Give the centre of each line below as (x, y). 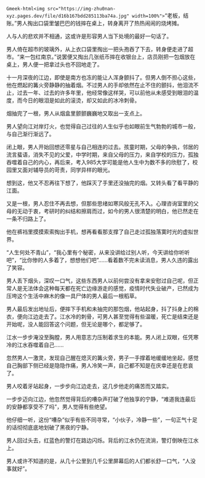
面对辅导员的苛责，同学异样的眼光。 (68, 170)
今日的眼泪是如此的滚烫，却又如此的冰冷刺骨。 (81, 100)
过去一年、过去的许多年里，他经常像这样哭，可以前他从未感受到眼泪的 (105, 93)
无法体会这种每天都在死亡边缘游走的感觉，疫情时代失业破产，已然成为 (110, 288)
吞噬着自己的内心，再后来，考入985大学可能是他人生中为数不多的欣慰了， (99, 162)
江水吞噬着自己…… (40, 345)
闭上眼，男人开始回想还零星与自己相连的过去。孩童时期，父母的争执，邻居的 (103, 147)
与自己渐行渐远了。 (31, 134)
